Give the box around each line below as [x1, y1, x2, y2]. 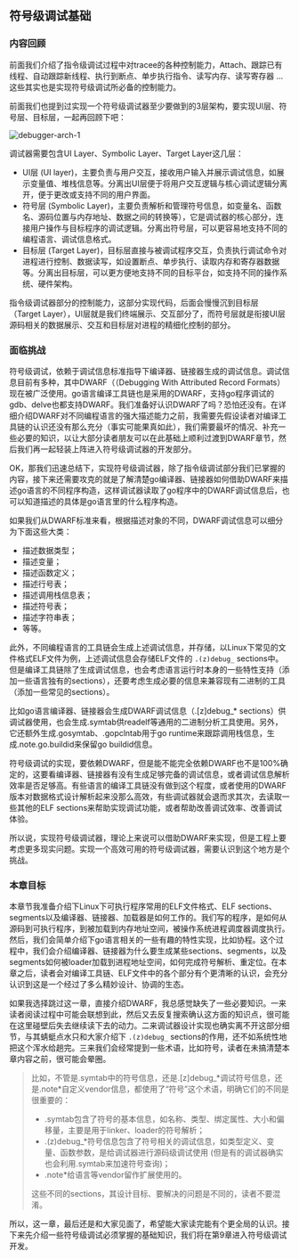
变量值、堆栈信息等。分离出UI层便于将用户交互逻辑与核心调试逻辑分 [29, 177, 280, 189]
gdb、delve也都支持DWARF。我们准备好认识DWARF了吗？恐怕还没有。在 [9, 399, 279, 410]
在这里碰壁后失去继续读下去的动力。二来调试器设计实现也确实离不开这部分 [9, 1020, 282, 1031]
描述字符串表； [21, 611, 77, 622]
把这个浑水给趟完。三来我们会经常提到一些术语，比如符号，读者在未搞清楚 [9, 1042, 282, 1053]
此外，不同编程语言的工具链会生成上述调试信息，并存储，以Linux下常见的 [9, 642, 279, 652]
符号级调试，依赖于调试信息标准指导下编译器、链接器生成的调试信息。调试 [9, 365, 282, 376]
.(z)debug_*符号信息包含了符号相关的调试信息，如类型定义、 [44, 1136, 267, 1147]
